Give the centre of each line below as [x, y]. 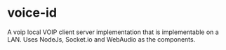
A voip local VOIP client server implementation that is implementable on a [113, 32]
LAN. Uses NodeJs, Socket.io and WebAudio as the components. [101, 39]
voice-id [32, 13]
